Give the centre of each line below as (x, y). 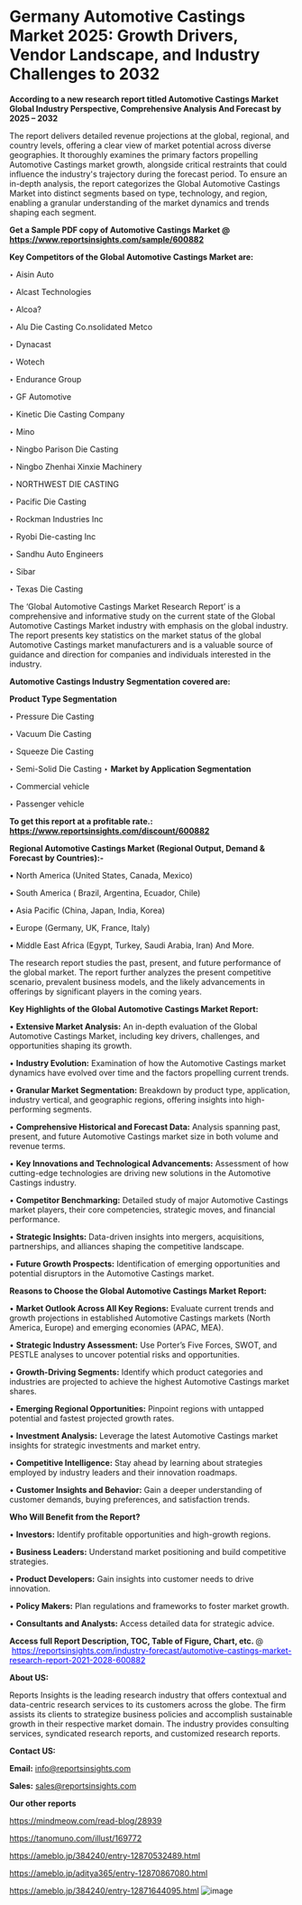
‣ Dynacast (30, 344)
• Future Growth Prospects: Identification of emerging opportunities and (145, 1264)
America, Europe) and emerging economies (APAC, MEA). (116, 1327)
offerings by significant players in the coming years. (106, 991)
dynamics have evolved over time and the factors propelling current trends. (149, 1072)
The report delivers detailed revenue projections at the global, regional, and (150, 135)
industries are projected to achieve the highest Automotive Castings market (150, 1381)
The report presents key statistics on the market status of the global (135, 635)
